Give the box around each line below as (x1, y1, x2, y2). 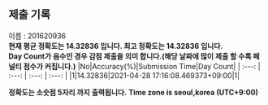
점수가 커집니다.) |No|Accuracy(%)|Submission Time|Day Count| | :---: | (23, 61, 262, 71)
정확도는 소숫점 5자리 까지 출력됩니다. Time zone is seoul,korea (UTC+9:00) (8, 87, 258, 97)
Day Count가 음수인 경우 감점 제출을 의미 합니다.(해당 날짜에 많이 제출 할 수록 (8, 51, 252, 61)
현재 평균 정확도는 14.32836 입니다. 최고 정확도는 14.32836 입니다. (8, 41, 223, 50)
